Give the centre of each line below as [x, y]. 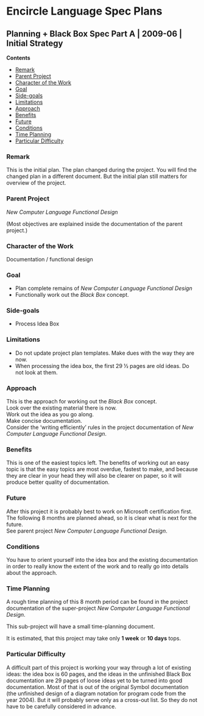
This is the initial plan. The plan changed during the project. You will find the [101, 170]
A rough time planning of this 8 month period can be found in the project [97, 602]
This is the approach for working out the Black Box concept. [82, 402]
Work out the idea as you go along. [50, 414]
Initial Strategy [35, 43]
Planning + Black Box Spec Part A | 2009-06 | [94, 34]
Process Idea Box [37, 324]
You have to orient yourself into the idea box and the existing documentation [102, 559]
